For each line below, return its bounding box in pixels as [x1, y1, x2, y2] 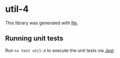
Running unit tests [5, 34, 63, 43]
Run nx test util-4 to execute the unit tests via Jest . [5, 47, 115, 53]
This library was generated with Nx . [5, 20, 78, 26]
